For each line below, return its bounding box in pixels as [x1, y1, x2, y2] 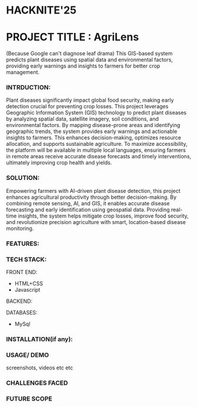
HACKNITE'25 [6, 4, 76, 17]
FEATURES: [6, 239, 40, 248]
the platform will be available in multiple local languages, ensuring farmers [6, 146, 186, 154]
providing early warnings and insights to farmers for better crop [6, 62, 161, 69]
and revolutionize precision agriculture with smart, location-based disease [6, 218, 186, 225]
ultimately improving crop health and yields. [6, 159, 112, 166]
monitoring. [6, 225, 34, 232]
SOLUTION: [6, 174, 40, 182]
